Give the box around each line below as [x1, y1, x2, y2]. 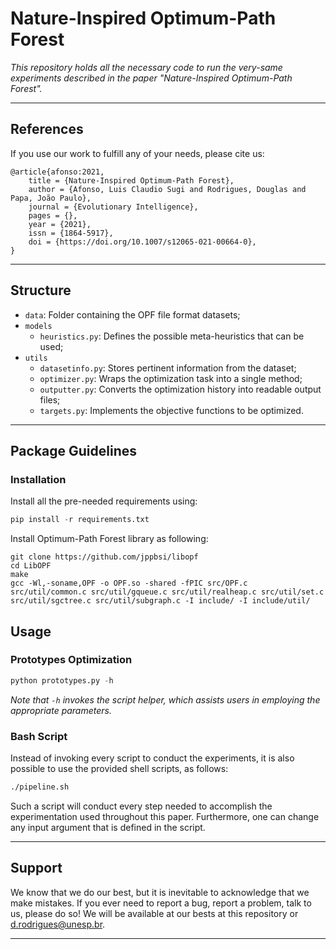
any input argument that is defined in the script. [10, 821, 206, 833]
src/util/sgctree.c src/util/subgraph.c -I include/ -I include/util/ [10, 596, 311, 606]
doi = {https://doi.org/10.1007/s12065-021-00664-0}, [28, 237, 257, 247]
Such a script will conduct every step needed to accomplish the [10, 800, 273, 812]
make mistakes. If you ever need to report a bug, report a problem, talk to [10, 897, 312, 909]
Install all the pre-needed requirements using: [10, 495, 198, 507]
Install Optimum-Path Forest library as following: [10, 533, 209, 545]
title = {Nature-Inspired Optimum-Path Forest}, [28, 175, 235, 186]
